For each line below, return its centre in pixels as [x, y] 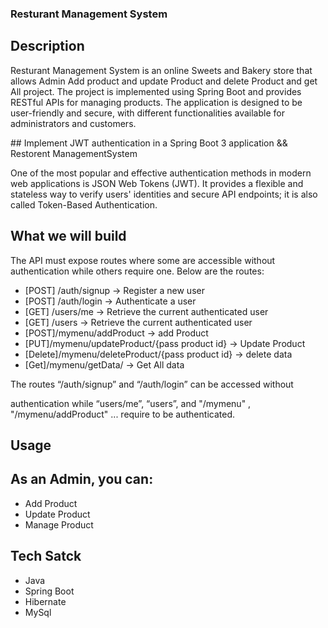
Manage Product [59, 524]
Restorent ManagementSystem [74, 153]
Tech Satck [46, 556]
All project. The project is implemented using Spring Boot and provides [156, 91]
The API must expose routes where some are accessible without [143, 260]
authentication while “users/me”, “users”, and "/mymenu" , [131, 403]
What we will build [68, 236]
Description [47, 46]
